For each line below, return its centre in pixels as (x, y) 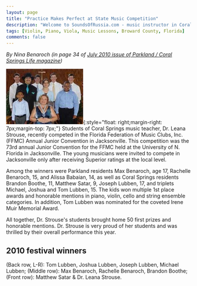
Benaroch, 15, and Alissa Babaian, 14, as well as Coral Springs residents (92, 177)
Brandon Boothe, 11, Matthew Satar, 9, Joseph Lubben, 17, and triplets (90, 183)
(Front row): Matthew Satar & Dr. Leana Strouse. (64, 277)
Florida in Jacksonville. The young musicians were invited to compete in (93, 154)
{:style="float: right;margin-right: (123, 122)
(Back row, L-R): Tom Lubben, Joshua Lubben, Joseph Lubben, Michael (92, 264)
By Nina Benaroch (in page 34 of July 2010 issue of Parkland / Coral (89, 55)
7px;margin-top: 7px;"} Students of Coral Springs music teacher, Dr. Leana (96, 128)
